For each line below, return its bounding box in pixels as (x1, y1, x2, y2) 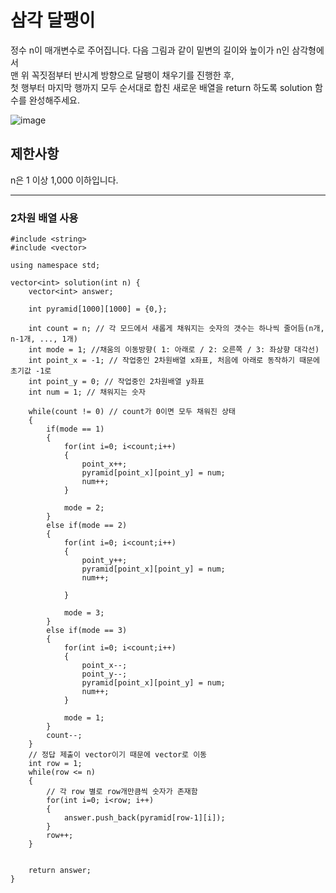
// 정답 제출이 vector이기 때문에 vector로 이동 (28, 750, 208, 760)
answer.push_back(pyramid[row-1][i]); (63, 813, 226, 823)
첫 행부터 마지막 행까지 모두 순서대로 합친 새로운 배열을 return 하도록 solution (10, 81, 313, 93)
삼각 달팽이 (10, 9, 96, 32)
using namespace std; (10, 261, 101, 271)
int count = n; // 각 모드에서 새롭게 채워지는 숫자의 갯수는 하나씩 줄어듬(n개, (28, 324, 325, 334)
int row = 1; (28, 759, 83, 769)
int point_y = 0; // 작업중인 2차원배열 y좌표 (28, 377, 205, 387)
